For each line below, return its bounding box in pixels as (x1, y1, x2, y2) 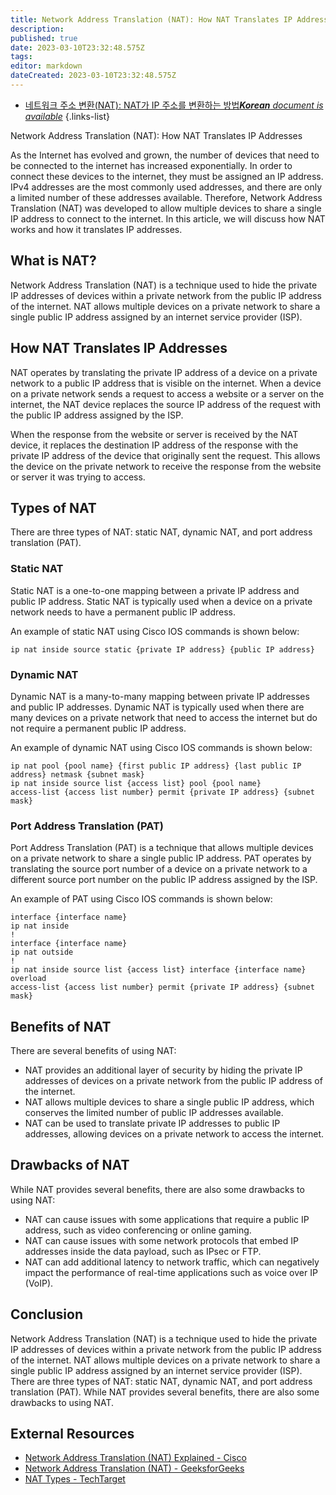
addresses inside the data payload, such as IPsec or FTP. (24, 1245, 262, 1257)
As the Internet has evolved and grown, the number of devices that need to (10, 149, 320, 161)
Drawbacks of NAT (10, 1157, 130, 1174)
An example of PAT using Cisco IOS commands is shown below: (10, 893, 273, 905)
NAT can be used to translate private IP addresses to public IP (24, 1117, 281, 1130)
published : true (10, 33, 78, 43)
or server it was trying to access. (10, 471, 146, 483)
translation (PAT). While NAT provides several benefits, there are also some (10, 1386, 320, 1398)
